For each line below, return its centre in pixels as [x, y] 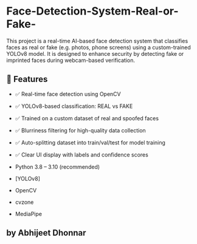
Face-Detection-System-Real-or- [92, 11]
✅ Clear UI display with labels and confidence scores [82, 154]
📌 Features [27, 79]
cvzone [24, 202]
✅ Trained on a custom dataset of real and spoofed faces [87, 118]
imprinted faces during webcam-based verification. [71, 60]
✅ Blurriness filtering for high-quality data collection [80, 130]
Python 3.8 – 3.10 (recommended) [57, 167]
